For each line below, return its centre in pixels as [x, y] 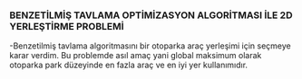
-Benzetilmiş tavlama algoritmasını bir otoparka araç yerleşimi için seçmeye [151, 46]
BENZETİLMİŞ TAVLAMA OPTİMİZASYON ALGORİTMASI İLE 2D [151, 15]
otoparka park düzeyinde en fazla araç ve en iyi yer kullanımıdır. [128, 65]
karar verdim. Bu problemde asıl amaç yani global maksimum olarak [136, 56]
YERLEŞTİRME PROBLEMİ [67, 26]
